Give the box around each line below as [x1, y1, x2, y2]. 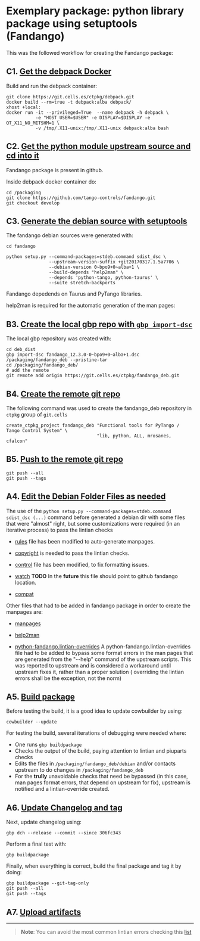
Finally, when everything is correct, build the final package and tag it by [6, 862, 182, 869]
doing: [6, 869, 22, 876]
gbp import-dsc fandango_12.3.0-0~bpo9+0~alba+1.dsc [6, 352, 140, 358]
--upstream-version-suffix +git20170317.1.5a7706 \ [48, 259, 180, 265]
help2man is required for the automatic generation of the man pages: [6, 302, 176, 309]
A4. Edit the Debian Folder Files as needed [6, 492, 166, 502]
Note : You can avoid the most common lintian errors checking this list [20, 928, 192, 936]
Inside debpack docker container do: [6, 178, 96, 185]
